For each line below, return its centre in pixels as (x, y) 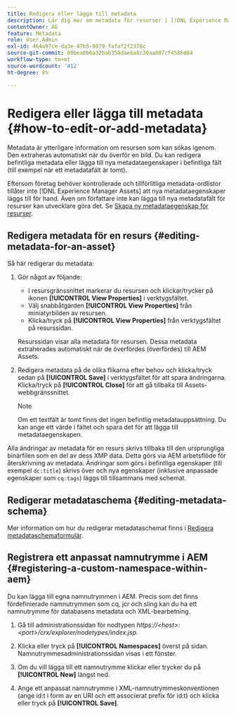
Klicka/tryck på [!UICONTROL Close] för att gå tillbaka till (100, 385)
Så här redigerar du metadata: (51, 263)
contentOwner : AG (33, 27)
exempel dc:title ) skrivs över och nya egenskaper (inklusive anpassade (113, 470)
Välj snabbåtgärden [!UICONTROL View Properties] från (110, 305)
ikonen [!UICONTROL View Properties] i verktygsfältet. (108, 298)
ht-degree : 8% (28, 72)
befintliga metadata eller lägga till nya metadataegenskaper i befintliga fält (114, 163)
